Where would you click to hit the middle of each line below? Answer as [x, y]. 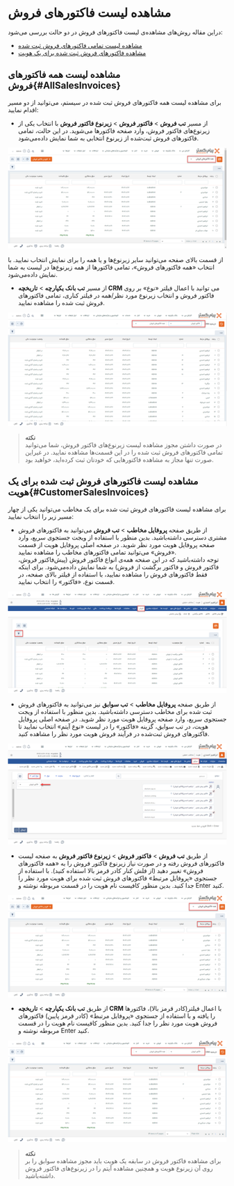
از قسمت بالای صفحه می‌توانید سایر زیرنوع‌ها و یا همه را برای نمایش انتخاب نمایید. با [116, 260]
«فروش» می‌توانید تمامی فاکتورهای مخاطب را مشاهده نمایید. [97, 552]
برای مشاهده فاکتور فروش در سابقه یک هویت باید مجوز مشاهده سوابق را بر [123, 1161]
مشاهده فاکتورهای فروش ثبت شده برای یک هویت [82, 53]
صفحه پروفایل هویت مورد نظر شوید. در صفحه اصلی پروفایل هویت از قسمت [116, 544]
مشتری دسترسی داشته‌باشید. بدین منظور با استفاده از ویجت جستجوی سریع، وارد [122, 537]
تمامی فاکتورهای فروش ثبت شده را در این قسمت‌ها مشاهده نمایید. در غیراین [124, 452]
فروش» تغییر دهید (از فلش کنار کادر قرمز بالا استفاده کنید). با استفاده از [110, 870]
